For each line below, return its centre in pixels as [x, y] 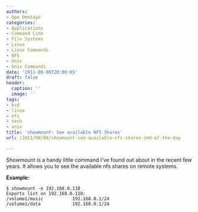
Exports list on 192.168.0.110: [46, 193]
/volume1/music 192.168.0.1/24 [58, 198]
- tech [14, 122]
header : [16, 83]
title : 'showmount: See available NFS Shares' [64, 133]
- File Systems [25, 39]
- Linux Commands [27, 50]
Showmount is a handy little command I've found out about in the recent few [99, 159]
